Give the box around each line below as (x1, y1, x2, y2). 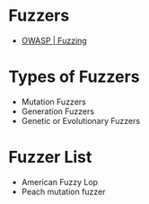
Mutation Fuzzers (21, 96, 86, 107)
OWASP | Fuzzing (21, 35, 87, 46)
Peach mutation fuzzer (21, 186, 106, 197)
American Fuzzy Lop (21, 176, 99, 187)
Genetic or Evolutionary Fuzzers (21, 115, 141, 126)
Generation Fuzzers (21, 105, 95, 117)
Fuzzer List (8, 147, 92, 167)
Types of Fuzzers (8, 67, 140, 87)
